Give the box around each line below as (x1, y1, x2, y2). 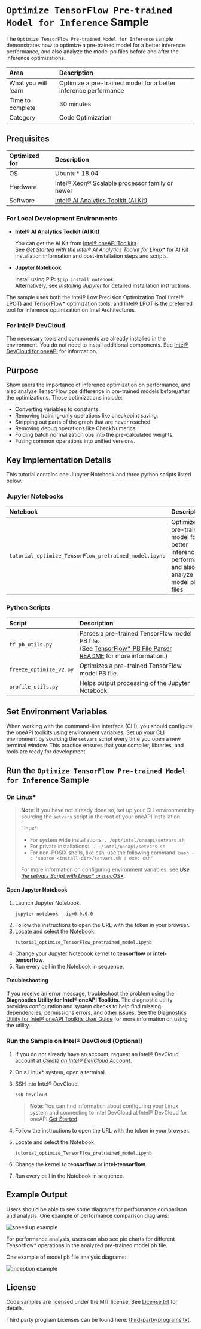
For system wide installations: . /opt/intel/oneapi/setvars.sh (29, 836, 185, 844)
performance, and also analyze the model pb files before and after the (6, 47, 179, 55)
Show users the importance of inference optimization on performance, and (6, 381, 191, 389)
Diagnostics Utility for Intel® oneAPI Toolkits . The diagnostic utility (6, 996, 173, 1003)
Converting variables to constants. (14, 406, 100, 413)
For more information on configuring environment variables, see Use (20, 866, 190, 873)
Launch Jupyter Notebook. (14, 899, 81, 907)
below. (6, 477, 23, 484)
